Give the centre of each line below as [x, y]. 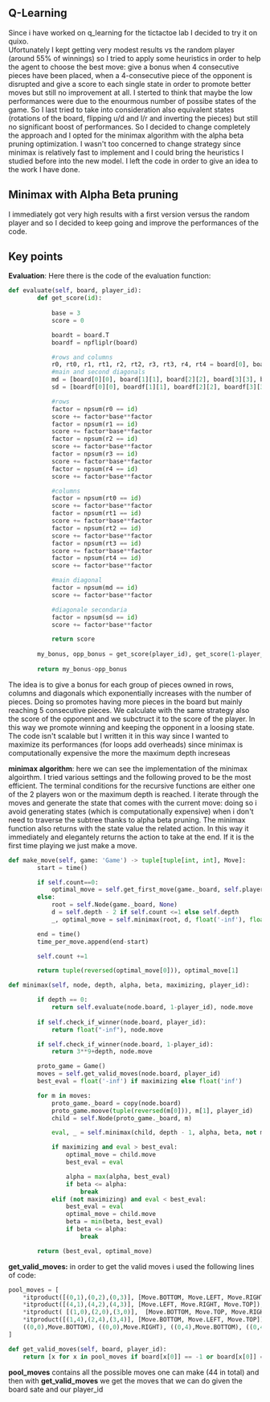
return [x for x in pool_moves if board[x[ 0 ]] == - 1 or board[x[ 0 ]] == [145, 1357]
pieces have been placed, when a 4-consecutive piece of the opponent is [131, 75]
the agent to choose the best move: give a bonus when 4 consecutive [124, 67]
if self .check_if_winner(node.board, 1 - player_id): [126, 1044]
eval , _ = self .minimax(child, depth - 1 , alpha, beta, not [154, 1133]
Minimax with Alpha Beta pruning [94, 195]
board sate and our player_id [56, 1389]
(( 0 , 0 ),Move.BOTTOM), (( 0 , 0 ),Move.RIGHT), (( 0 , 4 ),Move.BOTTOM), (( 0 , [142, 1327]
